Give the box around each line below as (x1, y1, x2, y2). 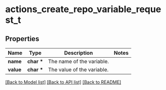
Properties (5, 34, 39, 43)
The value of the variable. (48, 66, 109, 73)
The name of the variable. (48, 58, 109, 65)
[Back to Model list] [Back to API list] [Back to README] (5, 79, 121, 85)
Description (64, 50, 93, 56)
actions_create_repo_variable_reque (5, 4, 161, 15)
